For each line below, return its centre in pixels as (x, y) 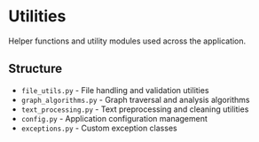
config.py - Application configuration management (114, 118)
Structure (35, 69)
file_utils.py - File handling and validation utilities (115, 90)
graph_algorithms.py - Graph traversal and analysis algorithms (135, 99)
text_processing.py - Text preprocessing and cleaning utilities (135, 109)
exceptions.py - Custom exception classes (99, 128)
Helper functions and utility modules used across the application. (127, 41)
